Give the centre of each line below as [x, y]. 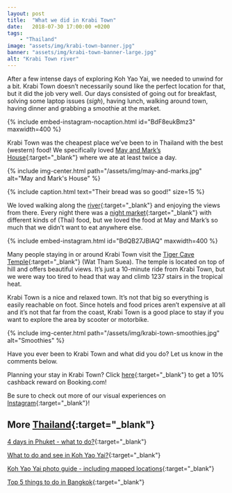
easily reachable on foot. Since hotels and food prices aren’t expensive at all [116, 305]
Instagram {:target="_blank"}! [49, 403]
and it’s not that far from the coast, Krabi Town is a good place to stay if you [116, 312]
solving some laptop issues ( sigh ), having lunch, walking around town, [108, 101]
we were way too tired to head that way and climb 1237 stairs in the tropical [115, 276]
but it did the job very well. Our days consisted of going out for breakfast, [112, 93]
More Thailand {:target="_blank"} [81, 425]
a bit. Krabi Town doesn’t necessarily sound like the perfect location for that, [116, 86]
